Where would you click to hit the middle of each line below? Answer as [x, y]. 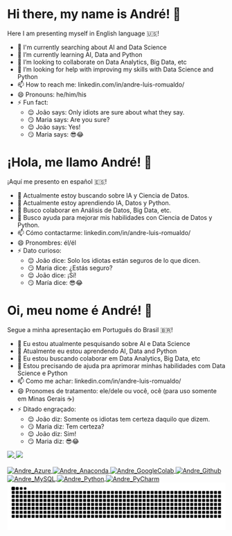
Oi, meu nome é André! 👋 [80, 311]
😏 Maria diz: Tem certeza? [66, 426]
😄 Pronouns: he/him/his [52, 94]
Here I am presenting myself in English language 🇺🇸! [83, 33]
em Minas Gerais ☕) [46, 399]
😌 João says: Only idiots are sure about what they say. [106, 112]
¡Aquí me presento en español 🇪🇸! [57, 181]
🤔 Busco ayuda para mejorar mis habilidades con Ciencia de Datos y [115, 217]
